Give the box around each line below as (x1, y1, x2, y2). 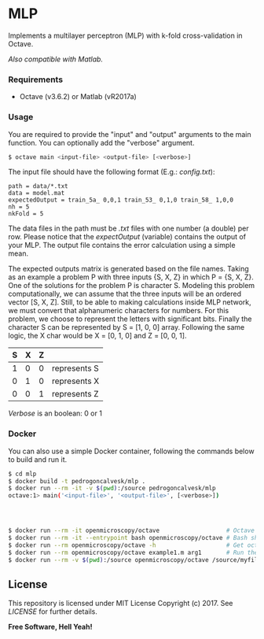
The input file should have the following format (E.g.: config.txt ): (8, 167, 215, 177)
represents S (51, 363, 100, 374)
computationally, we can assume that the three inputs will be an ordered (8, 289, 242, 299)
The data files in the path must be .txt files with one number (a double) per (8, 223, 249, 233)
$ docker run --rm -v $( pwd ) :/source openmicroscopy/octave (8, 556, 210, 563)
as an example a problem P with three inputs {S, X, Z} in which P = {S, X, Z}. (8, 272, 254, 282)
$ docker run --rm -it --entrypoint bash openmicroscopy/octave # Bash (8, 534, 247, 542)
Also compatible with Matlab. (8, 54, 104, 64)
